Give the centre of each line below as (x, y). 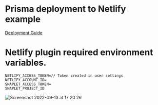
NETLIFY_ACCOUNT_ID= (26, 80)
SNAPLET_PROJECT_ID (25, 88)
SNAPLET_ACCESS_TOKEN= (28, 84)
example (23, 19)
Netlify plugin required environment (79, 52)
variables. (26, 63)
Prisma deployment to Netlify (66, 9)
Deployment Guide (24, 33)
